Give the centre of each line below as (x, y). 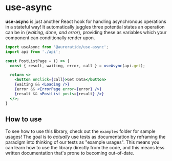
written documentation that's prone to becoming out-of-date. (70, 153)
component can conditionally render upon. (50, 38)
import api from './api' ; (33, 52)
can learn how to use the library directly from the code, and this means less (85, 148)
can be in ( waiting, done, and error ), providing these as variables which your (86, 32)
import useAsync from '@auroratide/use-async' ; (57, 47)
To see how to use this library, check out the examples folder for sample (80, 131)
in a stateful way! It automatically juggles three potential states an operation (85, 26)
